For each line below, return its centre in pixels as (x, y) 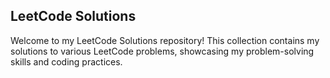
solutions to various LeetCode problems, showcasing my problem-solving (162, 51)
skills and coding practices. (66, 61)
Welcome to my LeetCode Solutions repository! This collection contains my (165, 40)
